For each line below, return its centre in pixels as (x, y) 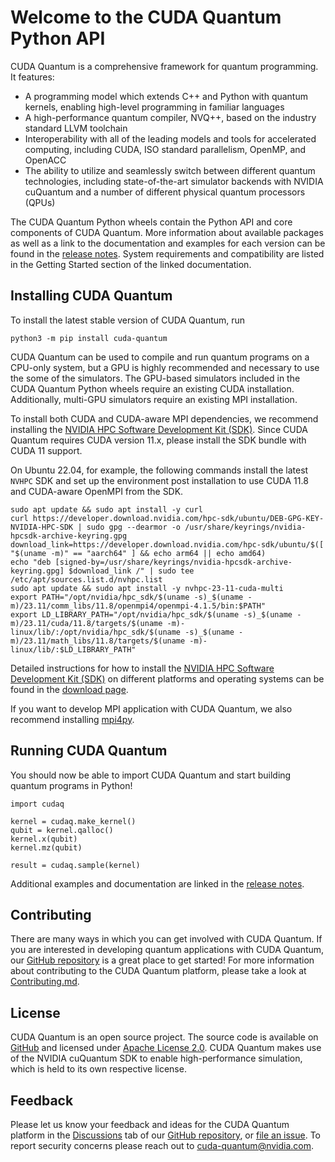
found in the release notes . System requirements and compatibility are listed (167, 253)
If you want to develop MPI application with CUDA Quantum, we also (151, 708)
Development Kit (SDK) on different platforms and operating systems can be (167, 678)
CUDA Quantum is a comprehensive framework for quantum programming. (164, 66)
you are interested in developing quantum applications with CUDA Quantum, (167, 950)
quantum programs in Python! (71, 785)
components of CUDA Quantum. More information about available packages (167, 232)
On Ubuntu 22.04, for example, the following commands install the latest (159, 470)
